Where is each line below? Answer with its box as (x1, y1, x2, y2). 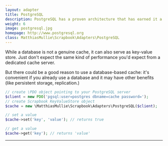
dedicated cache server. (5, 59, 55, 65)
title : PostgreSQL (5, 12, 43, 17)
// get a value (5, 126, 37, 131)
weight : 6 (5, 21, 26, 26)
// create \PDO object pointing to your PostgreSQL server (5, 89, 131, 94)
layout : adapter (5, 7, 39, 12)
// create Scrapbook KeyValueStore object (5, 98, 95, 104)
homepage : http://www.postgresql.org (5, 30, 84, 35)
